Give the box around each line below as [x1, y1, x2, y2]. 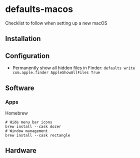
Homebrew [5, 110, 28, 116]
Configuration [5, 51, 50, 60]
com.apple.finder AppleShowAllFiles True [12, 70, 100, 75]
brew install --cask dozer [5, 124, 61, 129]
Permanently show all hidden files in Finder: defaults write [12, 65, 135, 71]
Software [5, 83, 34, 92]
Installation [5, 34, 41, 43]
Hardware [5, 146, 36, 155]
